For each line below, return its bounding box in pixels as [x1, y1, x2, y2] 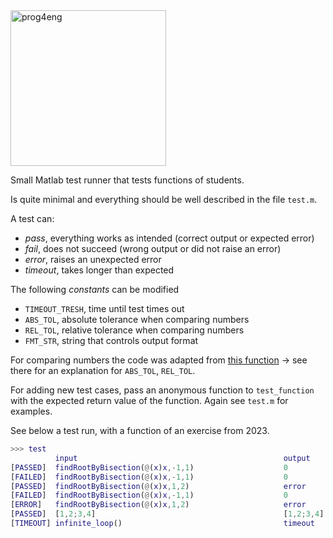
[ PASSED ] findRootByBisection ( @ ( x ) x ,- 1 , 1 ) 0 [10, 462, 289, 473]
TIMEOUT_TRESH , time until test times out [24, 303, 185, 314]
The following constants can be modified [10, 284, 180, 295]
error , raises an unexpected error [24, 254, 162, 265]
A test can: [10, 213, 55, 224]
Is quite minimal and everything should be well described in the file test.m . [10, 194, 318, 205]
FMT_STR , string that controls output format [24, 335, 199, 346]
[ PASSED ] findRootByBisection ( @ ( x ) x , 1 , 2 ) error [10, 481, 307, 491]
